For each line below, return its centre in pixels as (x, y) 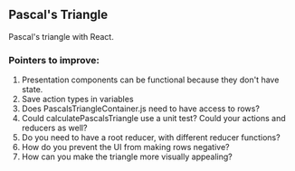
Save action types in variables (77, 100)
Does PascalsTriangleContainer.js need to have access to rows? (140, 109)
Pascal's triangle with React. (61, 36)
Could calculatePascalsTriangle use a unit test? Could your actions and (153, 119)
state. (32, 90)
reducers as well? (54, 128)
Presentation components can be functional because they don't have (150, 80)
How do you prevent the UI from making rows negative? (125, 147)
